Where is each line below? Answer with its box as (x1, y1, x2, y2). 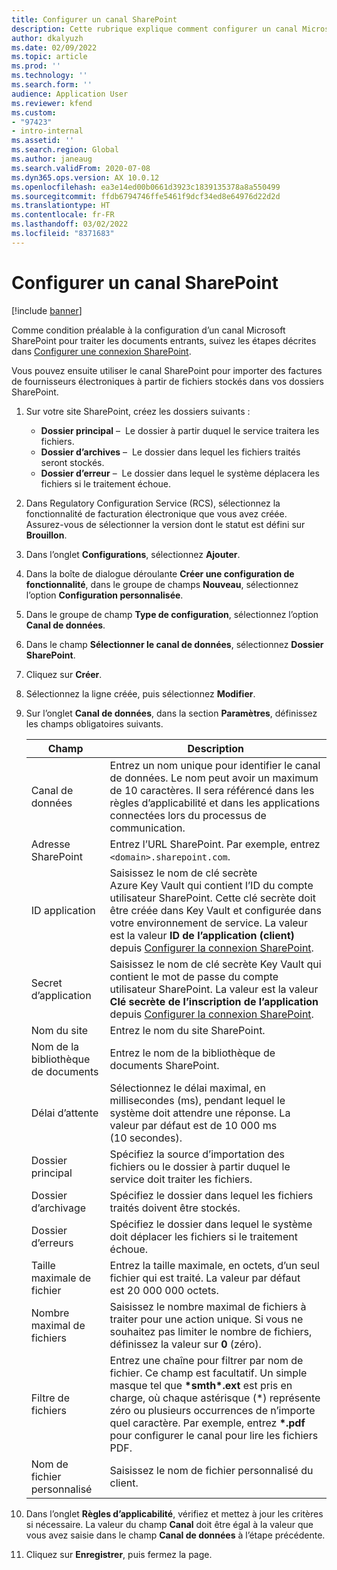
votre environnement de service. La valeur (109, 916, 309, 930)
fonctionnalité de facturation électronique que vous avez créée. (25, 507, 288, 520)
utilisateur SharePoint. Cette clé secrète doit (109, 891, 316, 905)
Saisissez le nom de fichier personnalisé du (109, 1463, 314, 1477)
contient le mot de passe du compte (109, 969, 279, 983)
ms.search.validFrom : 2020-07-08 (11, 163, 151, 173)
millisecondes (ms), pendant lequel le (109, 1093, 286, 1107)
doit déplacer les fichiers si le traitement (109, 1229, 298, 1243)
